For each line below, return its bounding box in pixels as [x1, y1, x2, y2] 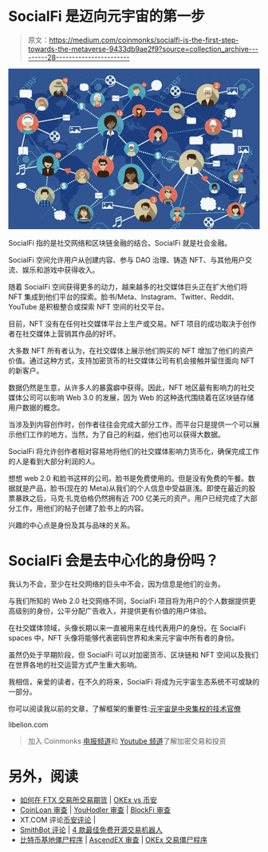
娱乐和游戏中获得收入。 [22, 265, 100, 275]
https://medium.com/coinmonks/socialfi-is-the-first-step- [49, 35, 239, 45]
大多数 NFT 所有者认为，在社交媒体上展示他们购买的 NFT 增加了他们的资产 [8, 346, 254, 356]
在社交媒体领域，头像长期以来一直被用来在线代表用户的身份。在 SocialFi [8, 623, 246, 633]
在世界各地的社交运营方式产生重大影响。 [8, 660, 141, 670]
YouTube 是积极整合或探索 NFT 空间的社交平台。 [8, 302, 169, 312]
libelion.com [8, 720, 49, 730]
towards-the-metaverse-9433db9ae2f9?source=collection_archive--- [27, 44, 259, 53]
